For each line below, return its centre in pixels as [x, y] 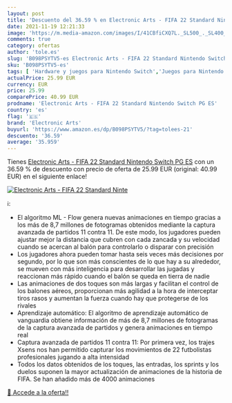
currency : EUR [28, 84]
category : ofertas [33, 46]
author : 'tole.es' [33, 53]
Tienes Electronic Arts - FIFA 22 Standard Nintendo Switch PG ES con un [110, 162]
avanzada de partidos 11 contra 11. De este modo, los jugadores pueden [119, 232]
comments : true [29, 39]
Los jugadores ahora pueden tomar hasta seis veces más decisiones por [120, 254]
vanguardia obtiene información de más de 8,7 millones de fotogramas [118, 320]
